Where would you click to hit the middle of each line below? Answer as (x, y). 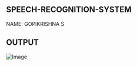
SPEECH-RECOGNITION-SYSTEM (69, 10)
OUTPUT (23, 43)
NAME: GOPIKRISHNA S (35, 24)
